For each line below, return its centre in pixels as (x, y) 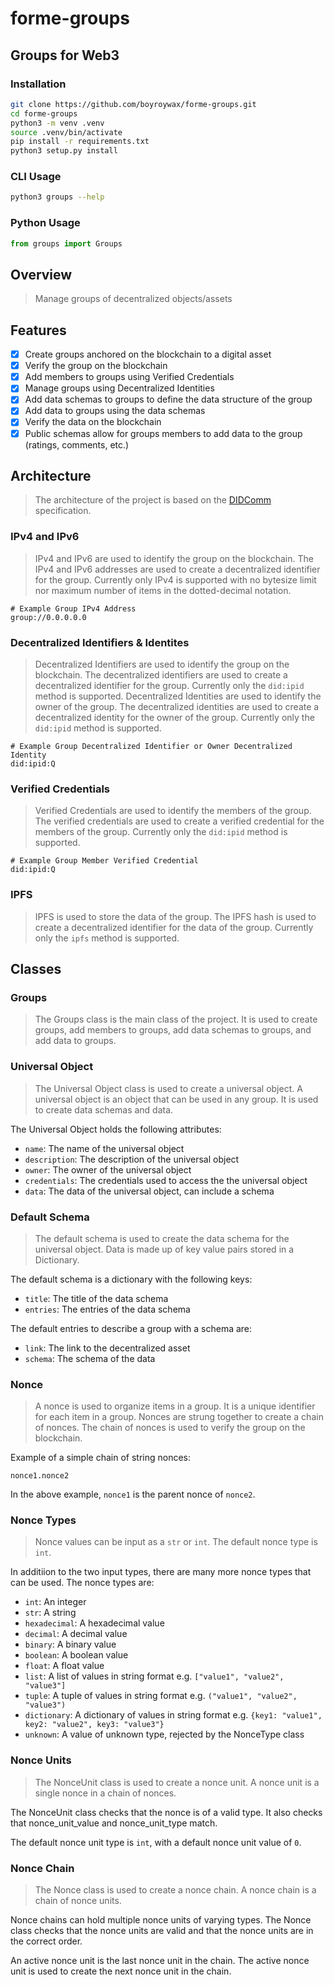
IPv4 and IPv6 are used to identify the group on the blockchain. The (174, 558)
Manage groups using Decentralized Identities (119, 388)
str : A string (50, 1613)
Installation (38, 84)
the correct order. (46, 1941)
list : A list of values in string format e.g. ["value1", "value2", (154, 1676)
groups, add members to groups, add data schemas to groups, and (173, 1030)
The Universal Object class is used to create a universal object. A (168, 1088)
